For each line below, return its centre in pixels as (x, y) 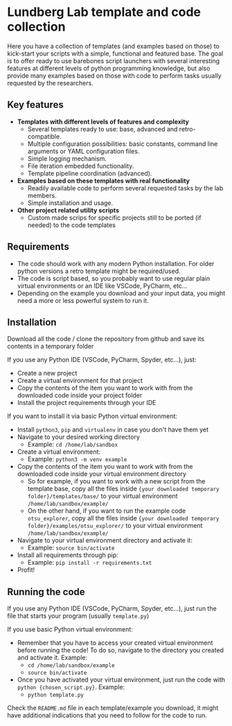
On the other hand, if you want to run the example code (107, 511)
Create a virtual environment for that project (80, 381)
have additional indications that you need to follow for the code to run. (107, 716)
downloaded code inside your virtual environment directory (102, 474)
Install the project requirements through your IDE (87, 403)
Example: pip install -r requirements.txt (90, 563)
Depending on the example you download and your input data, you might (121, 293)
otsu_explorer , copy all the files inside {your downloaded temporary (123, 518)
